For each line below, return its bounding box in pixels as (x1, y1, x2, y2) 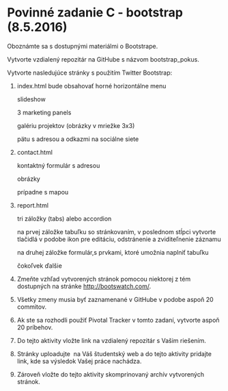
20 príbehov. (16, 323, 53, 331)
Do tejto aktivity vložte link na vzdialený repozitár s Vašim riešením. (16, 336, 207, 344)
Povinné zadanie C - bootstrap (7, 5, 183, 21)
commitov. (16, 303, 46, 311)
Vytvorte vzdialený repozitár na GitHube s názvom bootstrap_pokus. (7, 55, 199, 63)
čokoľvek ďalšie (16, 262, 63, 270)
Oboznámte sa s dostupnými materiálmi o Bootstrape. (7, 42, 158, 50)
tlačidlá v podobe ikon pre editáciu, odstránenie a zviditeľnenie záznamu (16, 235, 222, 243)
